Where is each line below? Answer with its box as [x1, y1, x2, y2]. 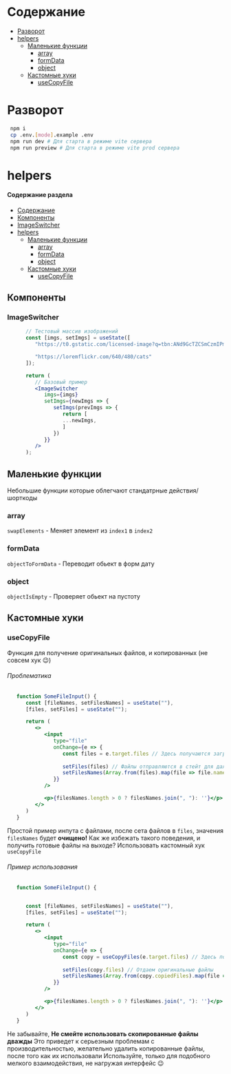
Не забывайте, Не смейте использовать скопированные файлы [7, 1029, 199, 1037]
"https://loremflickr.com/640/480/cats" [34, 353, 153, 360]
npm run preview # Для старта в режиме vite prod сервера [10, 144, 180, 152]
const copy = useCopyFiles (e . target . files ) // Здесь [62, 953, 217, 960]
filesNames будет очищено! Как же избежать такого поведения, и [7, 834, 201, 842]
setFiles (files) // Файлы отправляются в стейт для [62, 763, 214, 770]
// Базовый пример [34, 378, 88, 386]
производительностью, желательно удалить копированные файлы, [7, 1044, 205, 1053]
